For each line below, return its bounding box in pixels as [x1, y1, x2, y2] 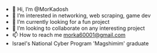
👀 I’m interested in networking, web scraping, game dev [11, 12, 151, 19]
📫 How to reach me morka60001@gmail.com [11, 32, 126, 38]
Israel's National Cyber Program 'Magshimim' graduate [11, 40, 149, 47]
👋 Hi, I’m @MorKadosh [11, 6, 68, 13]
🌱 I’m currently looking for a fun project [11, 18, 110, 25]
